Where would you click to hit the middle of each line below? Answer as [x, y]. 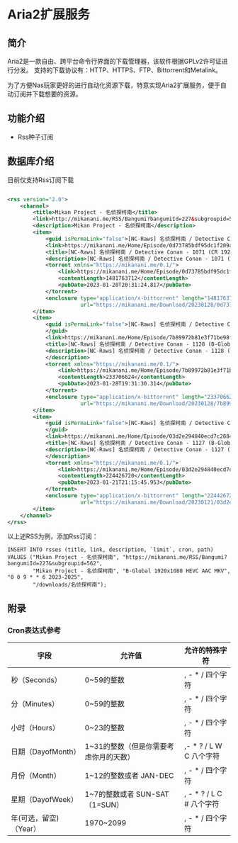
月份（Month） [36, 776]
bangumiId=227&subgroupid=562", [55, 564]
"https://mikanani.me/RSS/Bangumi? [175, 558]
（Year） [26, 829]
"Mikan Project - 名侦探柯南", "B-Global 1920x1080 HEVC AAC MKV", [132, 571]
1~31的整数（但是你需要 [126, 747]
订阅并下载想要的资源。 [47, 94]
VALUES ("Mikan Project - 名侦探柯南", [63, 558]
